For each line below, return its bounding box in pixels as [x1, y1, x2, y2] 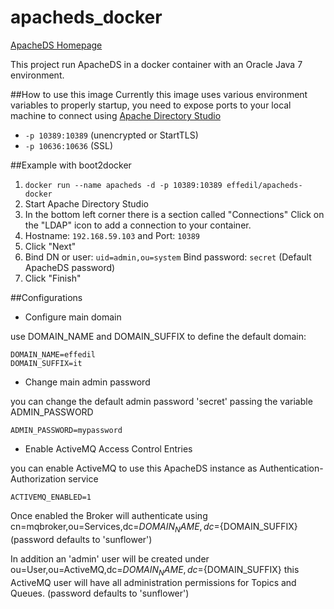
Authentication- [259, 462, 324, 474]
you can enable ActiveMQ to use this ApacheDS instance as [10, 462, 258, 474]
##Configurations [10, 291, 83, 303]
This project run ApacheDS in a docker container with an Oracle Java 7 [10, 58, 303, 70]
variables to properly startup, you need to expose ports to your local [10, 99, 292, 111]
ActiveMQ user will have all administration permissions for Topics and [10, 576, 297, 588]
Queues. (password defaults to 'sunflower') [10, 587, 190, 599]
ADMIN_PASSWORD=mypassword [10, 425, 123, 435]
